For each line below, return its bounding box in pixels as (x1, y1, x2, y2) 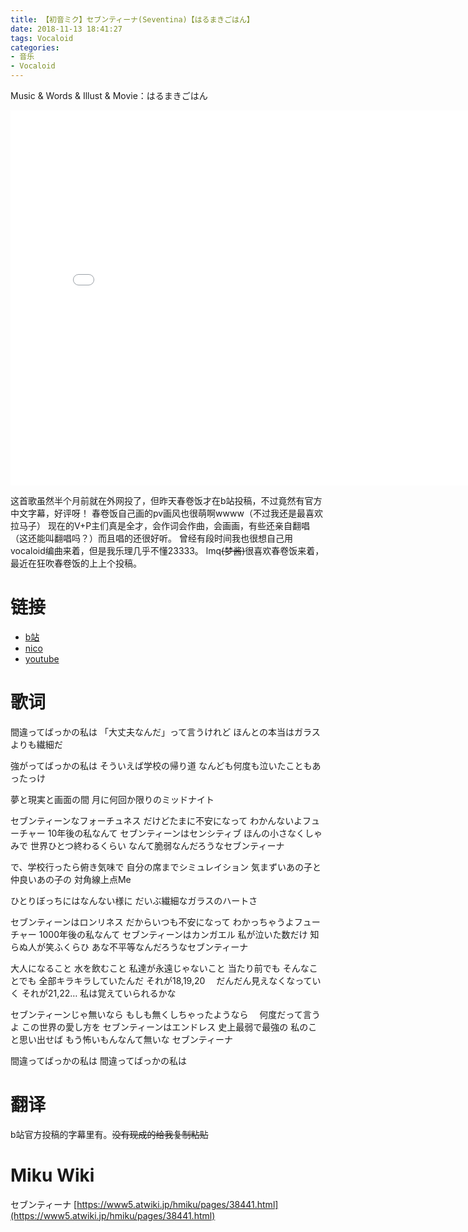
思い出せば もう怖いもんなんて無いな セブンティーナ (18, 1033, 233, 1045)
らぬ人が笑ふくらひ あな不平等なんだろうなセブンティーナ (10, 941, 249, 953)
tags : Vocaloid (10, 33, 74, 43)
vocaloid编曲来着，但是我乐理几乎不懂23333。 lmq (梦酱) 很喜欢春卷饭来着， (10, 545, 325, 556)
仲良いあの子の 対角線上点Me (10, 873, 132, 885)
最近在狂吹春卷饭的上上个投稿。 (10, 557, 142, 569)
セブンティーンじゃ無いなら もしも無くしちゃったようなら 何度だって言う (10, 1008, 321, 1020)
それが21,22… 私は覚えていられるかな (21, 987, 177, 999)
